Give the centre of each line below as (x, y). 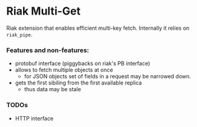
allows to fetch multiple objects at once (64, 70)
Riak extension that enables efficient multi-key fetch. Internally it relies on (98, 28)
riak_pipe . (19, 34)
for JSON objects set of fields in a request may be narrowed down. (108, 77)
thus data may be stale (52, 89)
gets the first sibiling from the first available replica (78, 83)
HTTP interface (34, 118)
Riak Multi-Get (43, 11)
